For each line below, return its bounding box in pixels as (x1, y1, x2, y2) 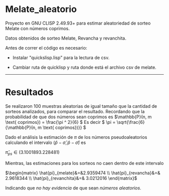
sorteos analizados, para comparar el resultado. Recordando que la (5, 108, 145, 114)
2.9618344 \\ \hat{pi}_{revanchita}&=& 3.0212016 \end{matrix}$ (5, 175, 137, 181)
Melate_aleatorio (5, 4, 77, 15)
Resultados (5, 87, 54, 98)
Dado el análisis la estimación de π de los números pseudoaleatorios (5, 134, 147, 140)
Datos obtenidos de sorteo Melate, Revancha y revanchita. (5, 35, 127, 41)
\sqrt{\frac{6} (116, 119, 145, 125)
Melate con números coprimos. (5, 25, 70, 31)
